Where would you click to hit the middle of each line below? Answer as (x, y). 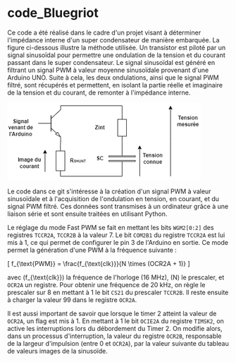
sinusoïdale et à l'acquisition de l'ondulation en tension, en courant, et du (113, 198)
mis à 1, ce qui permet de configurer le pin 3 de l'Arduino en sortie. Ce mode (118, 242)
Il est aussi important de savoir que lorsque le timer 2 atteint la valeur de (112, 313)
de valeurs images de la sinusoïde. (57, 351)
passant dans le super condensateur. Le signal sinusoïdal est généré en (111, 62)
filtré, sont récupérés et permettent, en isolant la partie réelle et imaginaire (115, 85)
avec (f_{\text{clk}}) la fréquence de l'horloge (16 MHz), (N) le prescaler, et (116, 277)
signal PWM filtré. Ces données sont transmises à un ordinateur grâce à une (118, 206)
